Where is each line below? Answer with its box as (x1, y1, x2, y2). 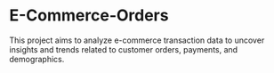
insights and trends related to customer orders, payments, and (9, 44, 238, 54)
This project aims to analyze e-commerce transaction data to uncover (9, 35, 265, 45)
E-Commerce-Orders (9, 5, 169, 26)
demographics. (9, 53, 65, 64)
